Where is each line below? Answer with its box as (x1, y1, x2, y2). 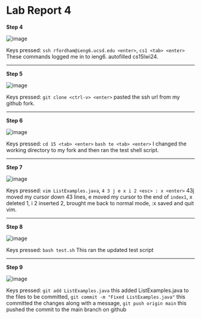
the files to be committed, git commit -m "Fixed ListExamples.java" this (6, 293, 185, 300)
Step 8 (6, 223, 23, 230)
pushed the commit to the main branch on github (6, 306, 127, 313)
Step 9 (6, 263, 23, 271)
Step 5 (6, 70, 23, 77)
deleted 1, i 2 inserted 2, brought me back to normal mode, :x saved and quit (6, 199, 194, 206)
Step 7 (6, 163, 23, 171)
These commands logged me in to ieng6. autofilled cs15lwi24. (6, 53, 159, 60)
